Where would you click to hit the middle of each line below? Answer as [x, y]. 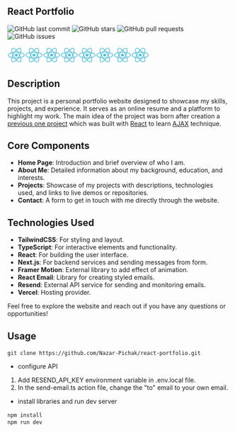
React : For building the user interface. [73, 255]
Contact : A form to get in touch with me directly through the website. [118, 201]
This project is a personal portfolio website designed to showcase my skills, [117, 101]
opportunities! [28, 314]
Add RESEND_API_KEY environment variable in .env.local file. [107, 380]
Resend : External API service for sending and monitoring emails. [112, 285]
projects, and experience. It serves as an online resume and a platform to [114, 108]
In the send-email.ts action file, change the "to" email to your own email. [123, 388]
